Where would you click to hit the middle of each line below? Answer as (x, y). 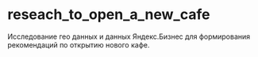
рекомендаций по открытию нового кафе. (79, 44)
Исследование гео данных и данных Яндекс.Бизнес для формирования (129, 36)
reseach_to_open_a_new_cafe (109, 15)
